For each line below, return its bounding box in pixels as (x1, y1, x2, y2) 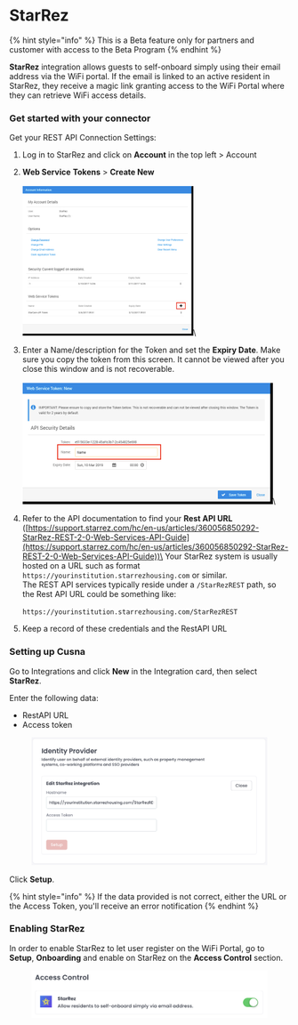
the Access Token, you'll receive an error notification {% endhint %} (9, 900, 260, 911)
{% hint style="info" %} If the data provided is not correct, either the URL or (9, 891, 287, 901)
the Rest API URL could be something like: (21, 589, 177, 600)
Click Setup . (9, 874, 55, 884)
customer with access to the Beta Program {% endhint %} (9, 44, 222, 54)
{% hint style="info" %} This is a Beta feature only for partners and (9, 35, 255, 45)
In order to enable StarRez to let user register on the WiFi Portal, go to (9, 942, 265, 953)
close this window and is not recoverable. (21, 364, 175, 375)
